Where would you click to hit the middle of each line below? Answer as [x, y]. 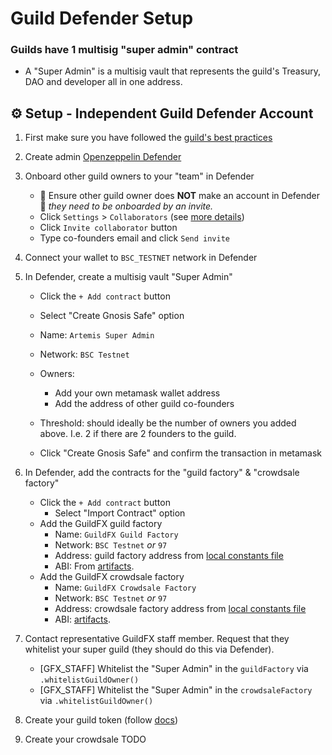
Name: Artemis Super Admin [97, 335]
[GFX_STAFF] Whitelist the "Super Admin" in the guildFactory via [174, 669]
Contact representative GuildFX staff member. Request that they [157, 639]
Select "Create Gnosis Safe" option [112, 316]
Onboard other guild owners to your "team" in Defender [139, 176]
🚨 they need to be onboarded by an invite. [126, 206]
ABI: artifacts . [82, 619]
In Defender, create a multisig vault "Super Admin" [128, 277]
